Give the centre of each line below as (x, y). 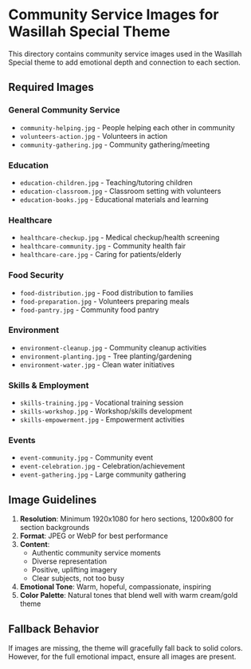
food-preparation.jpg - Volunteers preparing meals (104, 301)
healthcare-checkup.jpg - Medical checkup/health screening (120, 238)
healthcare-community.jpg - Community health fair (102, 246)
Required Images (51, 87)
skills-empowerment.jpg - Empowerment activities (102, 420)
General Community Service (65, 110)
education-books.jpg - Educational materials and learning (114, 199)
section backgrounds (55, 528)
